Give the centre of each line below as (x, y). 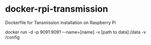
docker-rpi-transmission (57, 9)
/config (12, 37)
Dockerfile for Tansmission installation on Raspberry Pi (60, 22)
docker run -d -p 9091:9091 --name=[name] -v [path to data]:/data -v (76, 32)
